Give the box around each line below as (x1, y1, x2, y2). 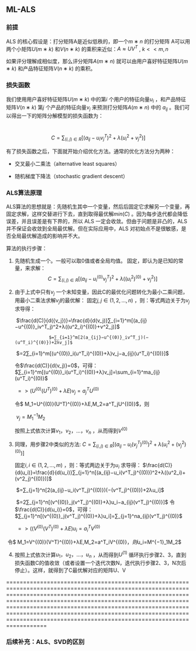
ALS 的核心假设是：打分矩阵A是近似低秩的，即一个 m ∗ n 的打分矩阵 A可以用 (6, 38, 190, 45)
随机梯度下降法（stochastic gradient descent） (14, 172, 129, 179)
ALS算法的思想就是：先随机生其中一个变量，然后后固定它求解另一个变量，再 (6, 203, 190, 210)
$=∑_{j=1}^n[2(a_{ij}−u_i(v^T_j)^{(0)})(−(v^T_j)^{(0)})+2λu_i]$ (16, 486, 165, 494)
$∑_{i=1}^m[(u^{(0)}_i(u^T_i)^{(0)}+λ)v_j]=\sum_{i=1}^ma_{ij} (14, 369, 160, 376)
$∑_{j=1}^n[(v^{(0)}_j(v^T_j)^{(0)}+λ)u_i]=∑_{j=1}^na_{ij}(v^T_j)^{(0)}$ (14, 513, 183, 520)
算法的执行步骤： (6, 244, 47, 251)
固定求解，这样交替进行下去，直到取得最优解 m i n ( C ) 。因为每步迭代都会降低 (6, 210, 188, 217)
